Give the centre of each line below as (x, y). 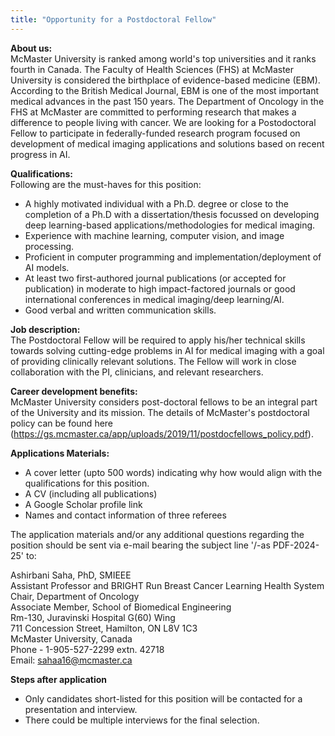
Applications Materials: (60, 453)
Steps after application (59, 679)
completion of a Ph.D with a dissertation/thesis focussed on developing (172, 214)
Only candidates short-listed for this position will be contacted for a (163, 698)
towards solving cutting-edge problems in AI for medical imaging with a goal (167, 350)
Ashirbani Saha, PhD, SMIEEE (71, 575)
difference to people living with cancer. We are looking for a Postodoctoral (163, 122)
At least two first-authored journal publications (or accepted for (155, 278)
